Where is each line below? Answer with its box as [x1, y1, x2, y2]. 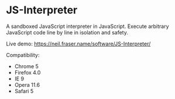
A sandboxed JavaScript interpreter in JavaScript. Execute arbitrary [6, 23, 169, 30]
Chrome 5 [14, 62, 39, 70]
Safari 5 [14, 87, 34, 94]
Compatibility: [6, 51, 40, 58]
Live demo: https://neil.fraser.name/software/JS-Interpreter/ [6, 40, 151, 47]
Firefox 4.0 [14, 69, 41, 76]
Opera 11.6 [14, 81, 40, 88]
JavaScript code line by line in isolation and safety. [6, 29, 129, 36]
